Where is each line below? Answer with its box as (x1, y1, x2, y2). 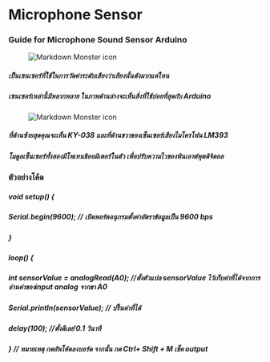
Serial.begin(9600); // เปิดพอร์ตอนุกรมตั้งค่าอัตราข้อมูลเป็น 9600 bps (8, 212, 214, 222)
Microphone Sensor (8, 6, 143, 24)
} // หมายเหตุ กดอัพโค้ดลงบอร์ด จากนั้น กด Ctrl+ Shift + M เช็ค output (8, 344, 208, 354)
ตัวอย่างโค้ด (8, 172, 44, 183)
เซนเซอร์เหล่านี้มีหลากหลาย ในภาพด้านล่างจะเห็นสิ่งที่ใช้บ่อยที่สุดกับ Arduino (8, 91, 212, 101)
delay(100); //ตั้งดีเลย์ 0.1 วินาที (8, 324, 102, 333)
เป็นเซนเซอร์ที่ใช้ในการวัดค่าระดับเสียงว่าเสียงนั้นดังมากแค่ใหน (8, 70, 170, 81)
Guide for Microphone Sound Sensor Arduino (8, 34, 187, 46)
